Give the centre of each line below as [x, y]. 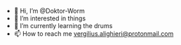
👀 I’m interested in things [50, 18]
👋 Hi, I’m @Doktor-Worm [49, 11]
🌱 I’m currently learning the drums [63, 26]
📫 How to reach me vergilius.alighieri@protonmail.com [94, 34]
